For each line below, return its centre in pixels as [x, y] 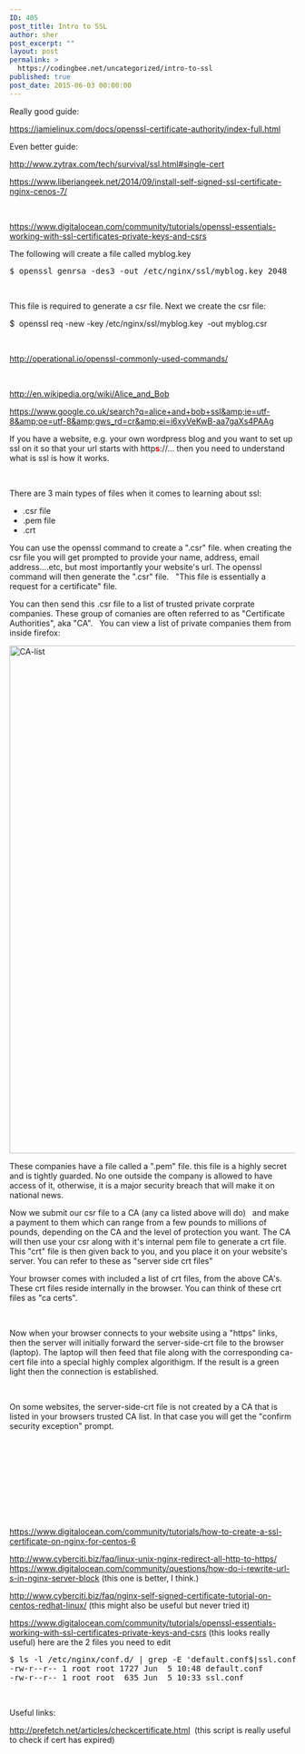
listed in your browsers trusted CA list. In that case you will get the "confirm [151, 1416]
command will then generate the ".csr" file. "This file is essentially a [138, 576]
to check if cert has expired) [62, 1739]
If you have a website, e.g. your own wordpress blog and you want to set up [151, 438]
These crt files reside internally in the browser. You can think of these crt [145, 1288]
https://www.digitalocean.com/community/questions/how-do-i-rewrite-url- [150, 1568]
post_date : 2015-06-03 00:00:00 [70, 85]
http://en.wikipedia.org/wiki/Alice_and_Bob [89, 394]
